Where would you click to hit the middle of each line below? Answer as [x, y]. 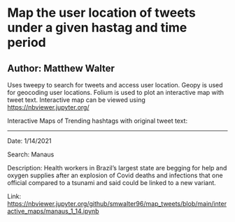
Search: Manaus [31, 154]
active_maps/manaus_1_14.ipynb [53, 211]
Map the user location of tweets [101, 13]
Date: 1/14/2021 [29, 141]
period [27, 43]
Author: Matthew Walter [61, 68]
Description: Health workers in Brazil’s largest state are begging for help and [117, 168]
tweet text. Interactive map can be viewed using [76, 100]
